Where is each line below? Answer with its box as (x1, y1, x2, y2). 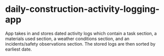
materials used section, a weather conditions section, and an (5, 36, 130, 42)
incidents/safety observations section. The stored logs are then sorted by (5, 41, 156, 47)
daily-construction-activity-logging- (5, 3, 160, 15)
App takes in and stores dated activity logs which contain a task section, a (5, 30, 157, 36)
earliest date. (5, 46, 32, 52)
